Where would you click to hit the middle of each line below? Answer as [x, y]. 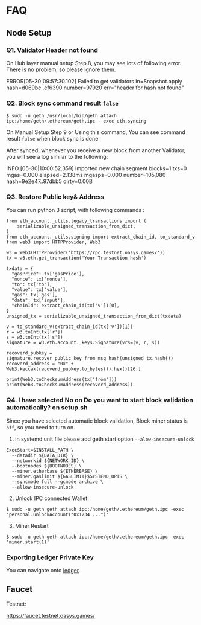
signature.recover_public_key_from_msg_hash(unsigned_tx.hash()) [90, 359]
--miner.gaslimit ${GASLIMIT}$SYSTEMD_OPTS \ [70, 476]
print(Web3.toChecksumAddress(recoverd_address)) [70, 385]
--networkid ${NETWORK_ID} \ [48, 460]
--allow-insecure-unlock [43, 487]
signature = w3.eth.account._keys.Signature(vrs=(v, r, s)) [83, 343]
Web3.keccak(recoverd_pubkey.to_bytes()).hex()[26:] [74, 369]
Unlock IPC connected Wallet [51, 498]
